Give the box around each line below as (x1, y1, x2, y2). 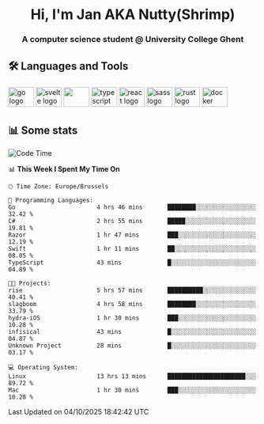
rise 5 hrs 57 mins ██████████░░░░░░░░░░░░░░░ (8, 286, 257, 294)
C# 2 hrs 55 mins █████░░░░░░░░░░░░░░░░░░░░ (8, 218, 257, 225)
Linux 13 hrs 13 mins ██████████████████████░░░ (8, 373, 257, 380)
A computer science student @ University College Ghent (21, 34, 244, 45)
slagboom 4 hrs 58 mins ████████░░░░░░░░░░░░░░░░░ (8, 301, 257, 309)
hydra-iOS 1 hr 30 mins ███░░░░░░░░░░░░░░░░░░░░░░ (8, 314, 257, 322)
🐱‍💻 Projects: (8, 279, 51, 288)
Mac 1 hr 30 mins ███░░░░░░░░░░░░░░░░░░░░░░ (8, 386, 257, 395)
